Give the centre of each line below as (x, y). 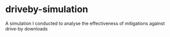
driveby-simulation (47, 9)
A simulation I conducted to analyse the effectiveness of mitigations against (85, 23)
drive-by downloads (26, 28)
